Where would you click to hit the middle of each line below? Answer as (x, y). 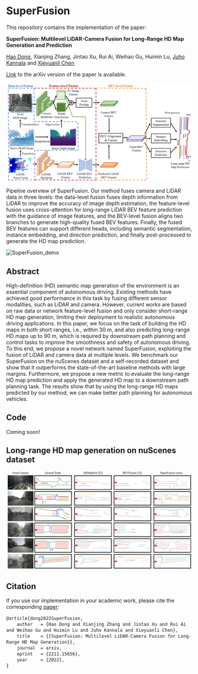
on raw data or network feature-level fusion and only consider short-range (97, 311)
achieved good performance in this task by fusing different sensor (87, 298)
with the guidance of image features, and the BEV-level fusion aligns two (95, 216)
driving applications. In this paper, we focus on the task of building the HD (96, 324)
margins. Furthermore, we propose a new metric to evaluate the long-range (98, 374)
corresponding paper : (33, 607)
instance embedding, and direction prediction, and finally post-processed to (99, 235)
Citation (21, 586)
